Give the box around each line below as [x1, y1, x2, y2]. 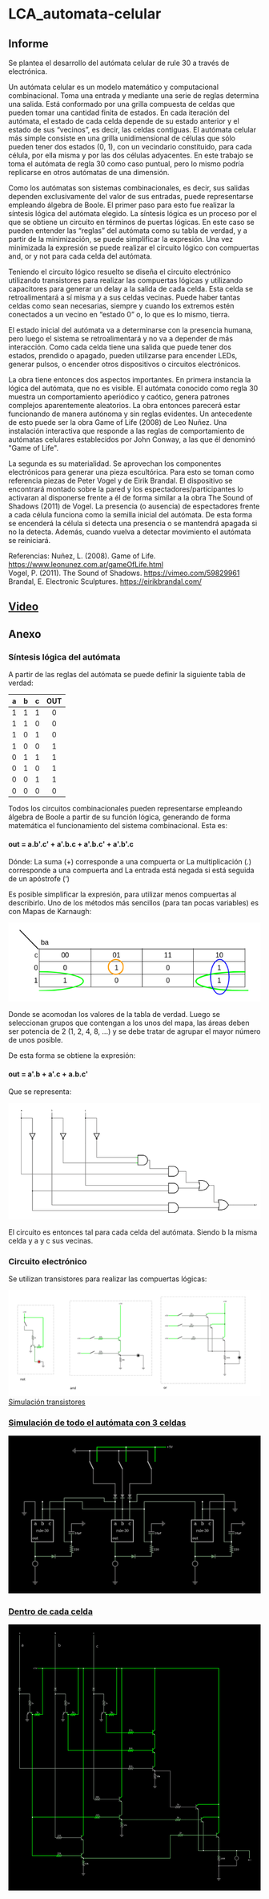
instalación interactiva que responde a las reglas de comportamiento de [8, 427, 245, 435]
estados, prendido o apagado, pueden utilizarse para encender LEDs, [8, 351, 238, 360]
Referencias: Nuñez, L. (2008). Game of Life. [8, 551, 156, 561]
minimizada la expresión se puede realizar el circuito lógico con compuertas [8, 243, 259, 252]
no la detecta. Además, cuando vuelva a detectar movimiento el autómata [8, 527, 251, 537]
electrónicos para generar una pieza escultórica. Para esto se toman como [8, 468, 255, 476]
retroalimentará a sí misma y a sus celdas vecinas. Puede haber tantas [8, 292, 241, 302]
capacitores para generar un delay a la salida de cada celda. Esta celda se [8, 284, 254, 293]
